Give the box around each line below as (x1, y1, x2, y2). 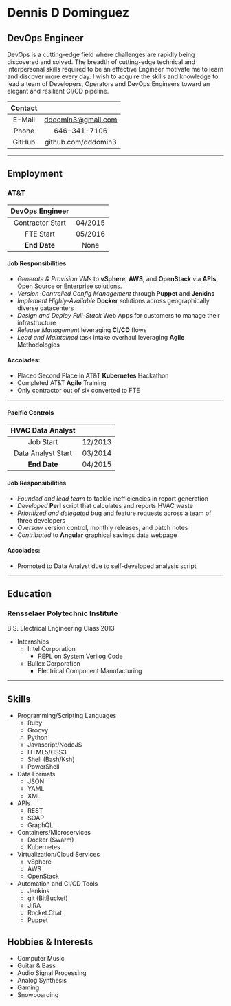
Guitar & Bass (16, 961, 56, 970)
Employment (7, 168, 63, 179)
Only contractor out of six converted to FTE (16, 386, 140, 395)
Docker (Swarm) (27, 835, 74, 844)
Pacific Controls (7, 408, 54, 417)
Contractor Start (13, 218, 67, 228)
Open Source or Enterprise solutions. (16, 282, 122, 290)
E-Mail (12, 115, 36, 124)
